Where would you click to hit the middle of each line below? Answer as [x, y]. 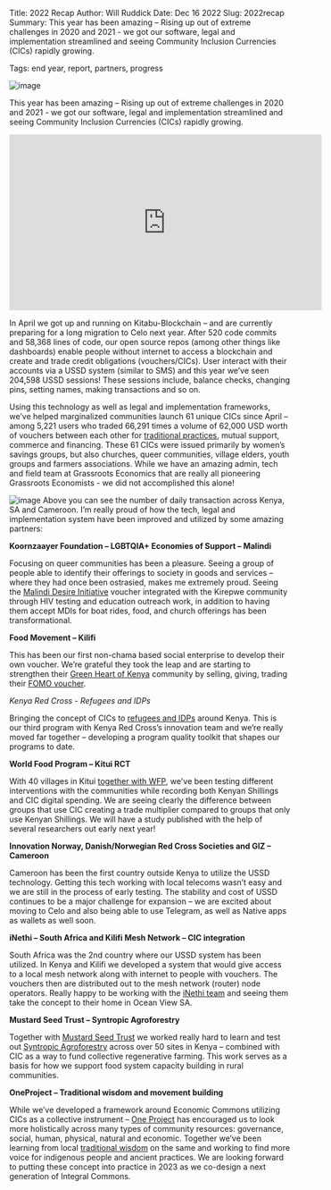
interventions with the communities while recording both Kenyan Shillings [144, 791]
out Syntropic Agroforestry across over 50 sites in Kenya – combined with [145, 1047]
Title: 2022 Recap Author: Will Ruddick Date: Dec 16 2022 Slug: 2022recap [147, 13]
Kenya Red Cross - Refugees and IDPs [80, 700]
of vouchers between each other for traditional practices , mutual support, [145, 435]
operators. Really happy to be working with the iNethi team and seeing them [149, 993]
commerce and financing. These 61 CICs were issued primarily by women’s [147, 445]
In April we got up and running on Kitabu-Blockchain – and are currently [141, 323]
